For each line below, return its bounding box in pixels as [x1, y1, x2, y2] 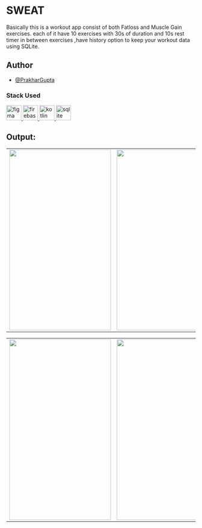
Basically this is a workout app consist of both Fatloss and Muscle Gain [6, 23, 182, 31]
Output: [6, 132, 36, 142]
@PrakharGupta [14, 76, 55, 83]
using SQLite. [6, 43, 40, 50]
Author [6, 60, 33, 70]
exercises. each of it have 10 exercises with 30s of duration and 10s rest [6, 30, 185, 37]
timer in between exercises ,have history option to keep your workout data [6, 36, 191, 43]
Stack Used [6, 91, 41, 99]
